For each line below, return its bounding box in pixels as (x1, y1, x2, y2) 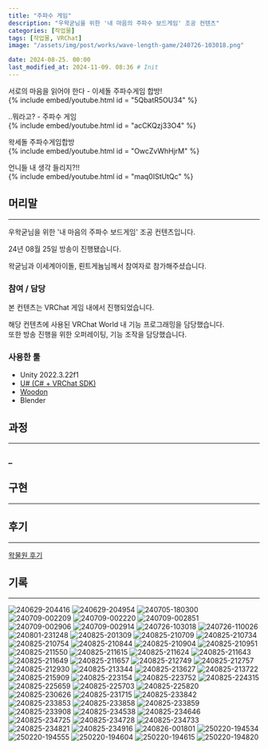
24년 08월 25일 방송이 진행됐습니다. (8, 244, 122, 253)
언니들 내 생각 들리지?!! (8, 162, 80, 172)
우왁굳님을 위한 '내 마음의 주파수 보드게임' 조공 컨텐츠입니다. (8, 227, 195, 237)
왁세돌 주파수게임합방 (8, 137, 75, 146)
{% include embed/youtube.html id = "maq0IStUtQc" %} (8, 171, 194, 181)
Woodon (19, 387, 48, 396)
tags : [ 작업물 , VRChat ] (8, 34, 82, 42)
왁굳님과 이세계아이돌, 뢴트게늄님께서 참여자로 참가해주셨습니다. (8, 261, 207, 270)
